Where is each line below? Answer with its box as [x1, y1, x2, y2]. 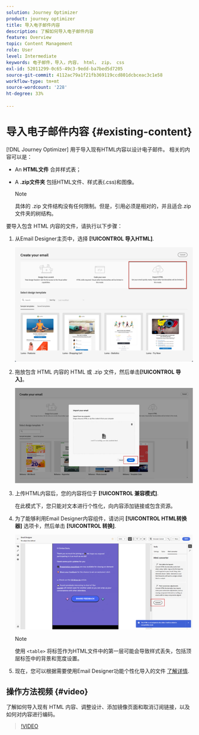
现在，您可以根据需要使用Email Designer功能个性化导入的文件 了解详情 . [14, 667, 190, 675]
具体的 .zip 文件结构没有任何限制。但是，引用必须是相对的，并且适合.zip [14, 202, 191, 210]
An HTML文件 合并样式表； [14, 166, 82, 173]
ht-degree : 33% [6, 91, 44, 97]
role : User [6, 47, 33, 53]
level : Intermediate [6, 53, 57, 59]
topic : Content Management [6, 41, 73, 47]
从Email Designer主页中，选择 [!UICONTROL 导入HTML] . [14, 235, 154, 242]
